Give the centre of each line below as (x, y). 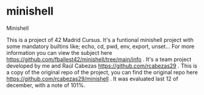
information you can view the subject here (59, 52)
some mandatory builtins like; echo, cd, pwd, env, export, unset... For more (100, 46)
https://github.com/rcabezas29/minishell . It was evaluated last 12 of (92, 79)
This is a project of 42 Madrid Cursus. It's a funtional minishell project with (100, 40)
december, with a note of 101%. (46, 85)
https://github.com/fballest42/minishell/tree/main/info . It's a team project (99, 59)
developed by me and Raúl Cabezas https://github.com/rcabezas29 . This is (102, 66)
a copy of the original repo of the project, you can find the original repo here (102, 72)
